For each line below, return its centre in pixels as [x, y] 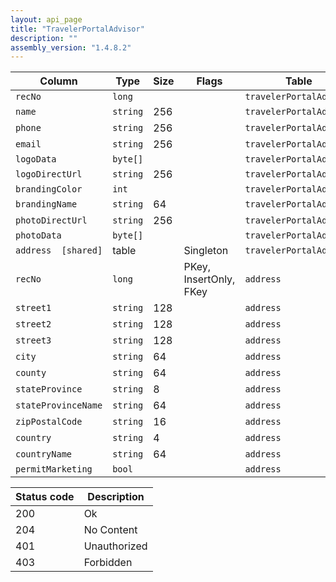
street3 [33, 340]
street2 [33, 324]
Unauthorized [115, 546]
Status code [45, 497]
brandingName [46, 204]
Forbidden [108, 563]
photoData [38, 235]
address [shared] [59, 250]
